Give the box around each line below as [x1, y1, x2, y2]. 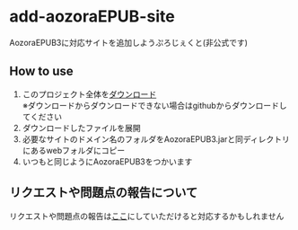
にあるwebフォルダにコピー [22, 145, 126, 155]
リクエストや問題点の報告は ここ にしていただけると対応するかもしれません [9, 210, 285, 221]
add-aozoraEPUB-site [9, 6, 175, 27]
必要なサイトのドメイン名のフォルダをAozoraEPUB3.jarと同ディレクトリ [22, 133, 290, 145]
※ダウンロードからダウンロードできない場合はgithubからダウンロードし [22, 100, 287, 111]
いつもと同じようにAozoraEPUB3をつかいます [22, 155, 193, 167]
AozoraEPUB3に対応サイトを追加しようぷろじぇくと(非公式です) [9, 37, 249, 48]
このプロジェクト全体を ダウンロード [22, 88, 157, 100]
